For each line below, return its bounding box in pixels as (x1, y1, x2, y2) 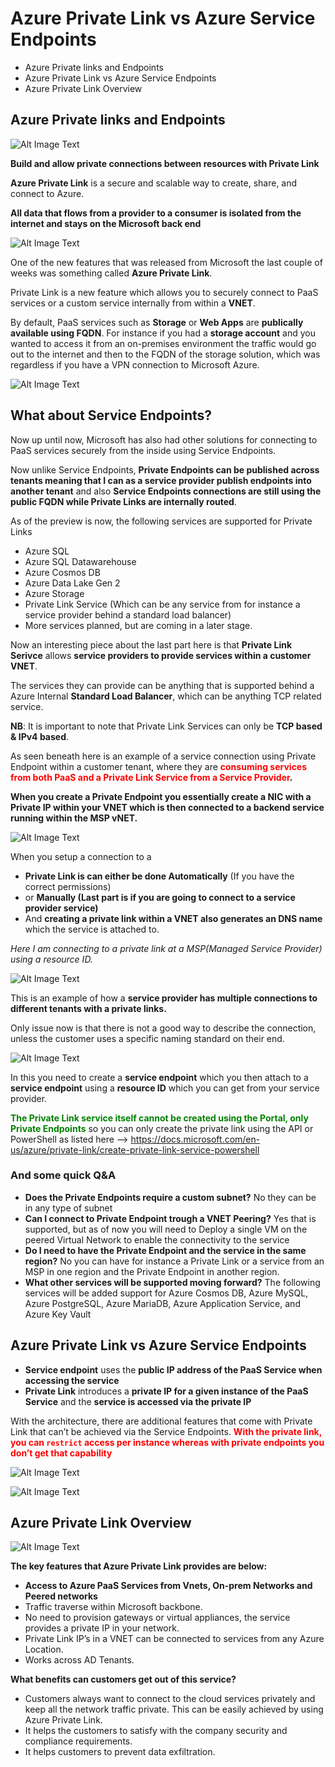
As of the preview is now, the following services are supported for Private (10, 515, 313, 527)
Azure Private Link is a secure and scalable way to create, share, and (10, 177, 298, 189)
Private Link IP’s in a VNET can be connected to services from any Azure (24, 1633, 325, 1645)
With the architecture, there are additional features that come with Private (10, 1415, 313, 1427)
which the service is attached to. (24, 923, 160, 935)
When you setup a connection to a (10, 850, 152, 862)
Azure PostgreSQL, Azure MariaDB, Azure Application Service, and (24, 1297, 301, 1309)
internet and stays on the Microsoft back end (10, 217, 202, 229)
